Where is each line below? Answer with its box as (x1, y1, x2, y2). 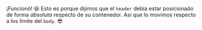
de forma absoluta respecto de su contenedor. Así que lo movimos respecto (6, 11, 197, 18)
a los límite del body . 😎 (6, 18, 64, 24)
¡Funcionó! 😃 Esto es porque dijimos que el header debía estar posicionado (6, 5, 194, 12)
